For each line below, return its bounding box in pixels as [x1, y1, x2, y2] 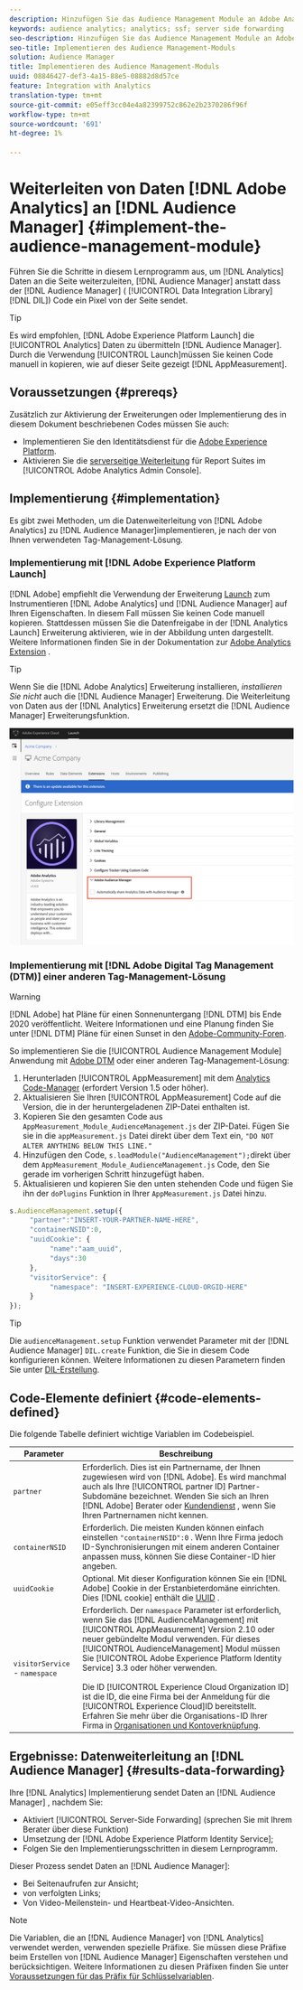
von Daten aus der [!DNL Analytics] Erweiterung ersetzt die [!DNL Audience [9, 700, 290, 711]
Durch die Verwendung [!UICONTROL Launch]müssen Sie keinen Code [9, 349, 273, 360]
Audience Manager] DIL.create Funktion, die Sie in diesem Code [9, 1345, 250, 1356]
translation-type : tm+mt [9, 90, 103, 99]
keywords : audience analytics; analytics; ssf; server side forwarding [9, 23, 284, 33]
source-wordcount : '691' [9, 119, 103, 128]
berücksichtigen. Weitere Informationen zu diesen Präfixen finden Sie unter [9, 1961, 289, 1972]
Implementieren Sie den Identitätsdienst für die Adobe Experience [22, 436, 268, 446]
